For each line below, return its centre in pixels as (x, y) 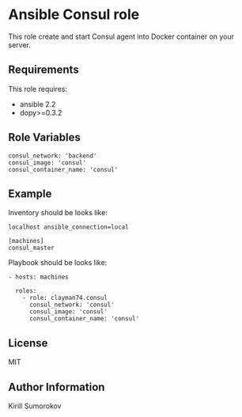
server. (20, 44)
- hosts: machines (38, 277)
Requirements (43, 70)
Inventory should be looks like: (58, 213)
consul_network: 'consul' (72, 305)
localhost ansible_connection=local (68, 227)
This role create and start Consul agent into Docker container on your (121, 36)
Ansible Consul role (74, 15)
